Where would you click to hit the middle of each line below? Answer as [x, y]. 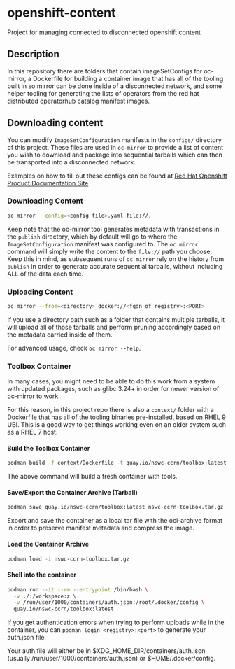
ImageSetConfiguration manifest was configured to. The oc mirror [103, 244]
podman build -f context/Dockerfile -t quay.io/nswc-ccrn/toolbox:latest [117, 463]
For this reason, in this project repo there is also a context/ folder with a [111, 410]
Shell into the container [42, 575]
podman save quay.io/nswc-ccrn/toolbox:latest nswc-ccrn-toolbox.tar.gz [115, 507]
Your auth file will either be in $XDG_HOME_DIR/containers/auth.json [106, 651]
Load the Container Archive [48, 544]
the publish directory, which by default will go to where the [92, 237]
